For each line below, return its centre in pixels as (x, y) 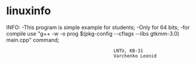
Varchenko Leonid (135, 56)
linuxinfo (29, 11)
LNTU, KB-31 (129, 51)
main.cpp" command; (33, 40)
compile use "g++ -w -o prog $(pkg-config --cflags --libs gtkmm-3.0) (93, 33)
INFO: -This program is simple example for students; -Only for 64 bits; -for (98, 27)
